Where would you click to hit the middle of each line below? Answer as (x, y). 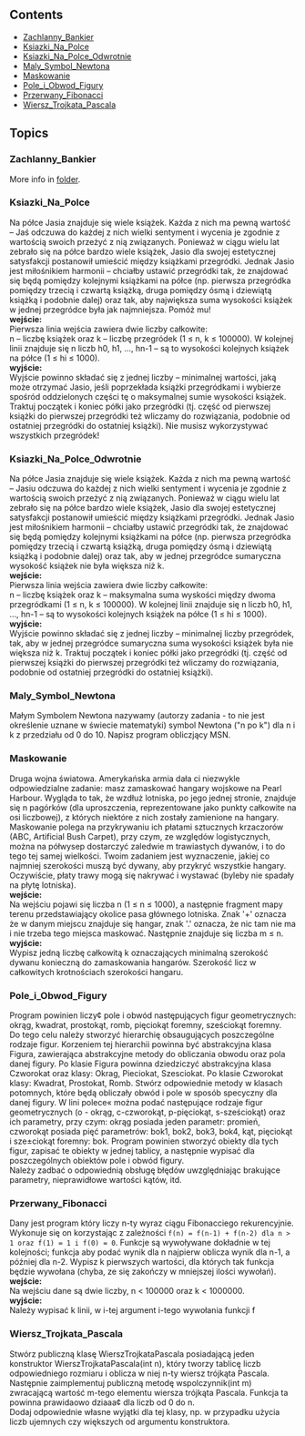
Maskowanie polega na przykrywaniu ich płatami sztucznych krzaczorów (147, 827)
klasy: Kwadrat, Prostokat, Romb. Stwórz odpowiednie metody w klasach (146, 1083)
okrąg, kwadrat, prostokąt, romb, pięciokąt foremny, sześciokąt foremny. (146, 1024)
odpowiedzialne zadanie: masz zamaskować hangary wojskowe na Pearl (146, 788)
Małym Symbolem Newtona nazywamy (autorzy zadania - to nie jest (137, 716)
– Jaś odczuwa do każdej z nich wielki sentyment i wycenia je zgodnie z (145, 232)
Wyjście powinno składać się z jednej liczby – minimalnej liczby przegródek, (152, 634)
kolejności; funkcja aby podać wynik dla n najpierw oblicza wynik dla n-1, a (150, 1252)
